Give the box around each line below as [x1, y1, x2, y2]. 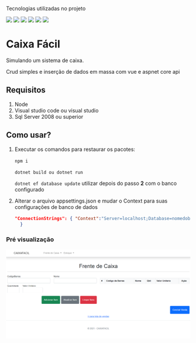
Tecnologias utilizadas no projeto [6, 5, 86, 12]
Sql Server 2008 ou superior [14, 113, 84, 120]
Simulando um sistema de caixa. [6, 57, 84, 64]
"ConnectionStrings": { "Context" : [14, 215, 102, 221]
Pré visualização [6, 235, 54, 243]
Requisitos [6, 85, 46, 95]
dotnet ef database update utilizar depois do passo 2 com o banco [14, 180, 177, 187]
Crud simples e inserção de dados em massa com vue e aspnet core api [6, 68, 180, 75]
